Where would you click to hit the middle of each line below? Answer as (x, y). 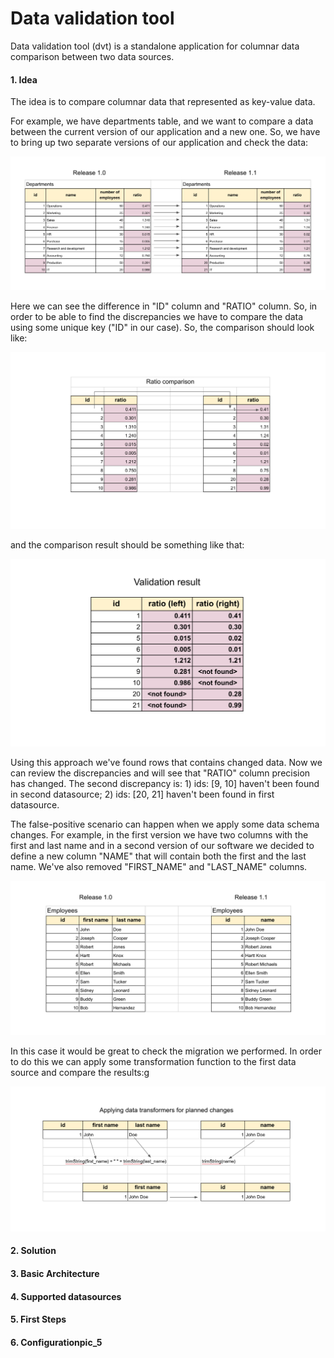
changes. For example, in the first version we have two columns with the (159, 834)
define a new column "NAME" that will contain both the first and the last (158, 856)
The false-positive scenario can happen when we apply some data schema (165, 824)
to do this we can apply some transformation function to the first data (153, 1062)
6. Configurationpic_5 (56, 1342)
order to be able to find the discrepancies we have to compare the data (157, 317)
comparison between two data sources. (92, 56)
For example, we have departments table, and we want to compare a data (162, 121)
